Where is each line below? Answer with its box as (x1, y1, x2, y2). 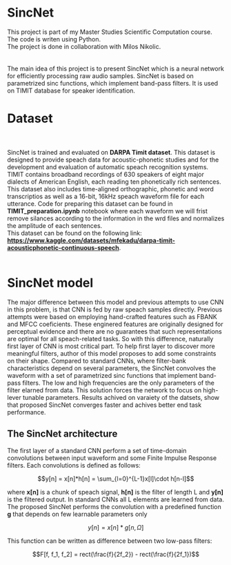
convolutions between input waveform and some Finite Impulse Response (7, 454, 217, 462)
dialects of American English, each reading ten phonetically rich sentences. (7, 178, 222, 186)
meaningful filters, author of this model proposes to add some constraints (7, 349, 217, 357)
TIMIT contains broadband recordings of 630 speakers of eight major (7, 170, 205, 178)
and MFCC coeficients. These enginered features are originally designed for (7, 320, 223, 328)
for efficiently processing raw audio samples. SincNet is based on (7, 71, 194, 80)
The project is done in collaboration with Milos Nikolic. (7, 42, 161, 50)
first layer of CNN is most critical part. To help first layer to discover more (7, 342, 215, 350)
